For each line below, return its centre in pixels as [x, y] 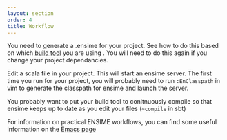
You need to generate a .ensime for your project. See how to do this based [113, 46]
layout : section [30, 13]
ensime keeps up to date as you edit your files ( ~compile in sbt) [97, 109]
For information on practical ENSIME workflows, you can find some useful [112, 122]
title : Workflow [30, 26]
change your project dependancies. [58, 60]
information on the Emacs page [52, 129]
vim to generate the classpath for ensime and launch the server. [98, 88]
